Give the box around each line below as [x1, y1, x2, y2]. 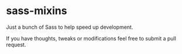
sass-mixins [6, 4, 67, 18]
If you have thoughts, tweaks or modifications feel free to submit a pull [6, 35, 177, 42]
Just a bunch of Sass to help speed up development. [6, 23, 133, 31]
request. [6, 41, 26, 48]
